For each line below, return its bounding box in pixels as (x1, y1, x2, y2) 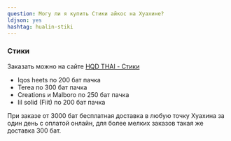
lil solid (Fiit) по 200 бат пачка (17, 98, 106, 106)
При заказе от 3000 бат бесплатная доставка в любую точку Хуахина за (7, 111, 225, 119)
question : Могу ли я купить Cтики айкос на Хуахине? (7, 10, 164, 17)
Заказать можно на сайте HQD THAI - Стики (7, 62, 140, 70)
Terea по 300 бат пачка (17, 83, 87, 91)
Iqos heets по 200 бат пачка (17, 75, 101, 84)
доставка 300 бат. (7, 126, 62, 135)
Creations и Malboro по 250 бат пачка (17, 90, 129, 98)
